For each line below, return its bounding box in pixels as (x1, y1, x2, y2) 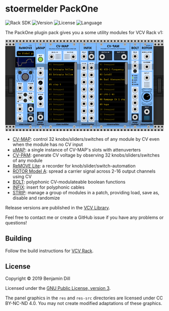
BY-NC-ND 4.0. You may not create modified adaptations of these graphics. (5, 300, 162, 306)
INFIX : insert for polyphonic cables (12, 184, 84, 190)
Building (5, 235, 32, 243)
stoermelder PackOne (5, 3, 99, 15)
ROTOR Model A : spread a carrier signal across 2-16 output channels (12, 168, 156, 174)
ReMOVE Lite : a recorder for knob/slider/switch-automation (12, 163, 136, 169)
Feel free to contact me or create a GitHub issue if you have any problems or (5, 214, 164, 220)
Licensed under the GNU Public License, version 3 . (5, 285, 111, 291)
